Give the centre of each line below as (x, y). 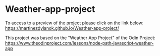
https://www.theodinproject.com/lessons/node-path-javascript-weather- (80, 43)
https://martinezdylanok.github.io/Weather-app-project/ (62, 28)
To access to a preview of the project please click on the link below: (74, 23)
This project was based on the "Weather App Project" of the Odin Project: (80, 38)
